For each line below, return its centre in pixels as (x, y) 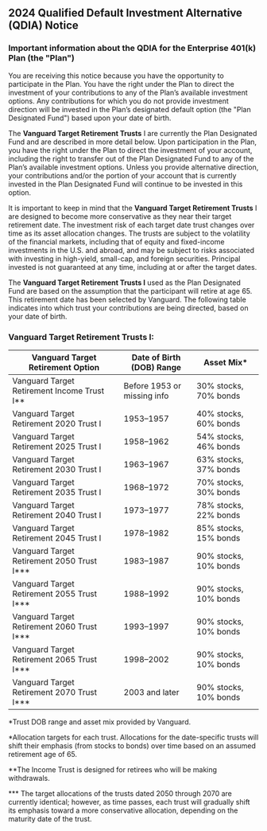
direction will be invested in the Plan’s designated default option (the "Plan (130, 109)
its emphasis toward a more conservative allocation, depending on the (123, 810)
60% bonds (218, 423)
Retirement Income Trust (58, 391)
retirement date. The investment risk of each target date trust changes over (132, 224)
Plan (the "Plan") (42, 58)
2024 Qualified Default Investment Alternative (125, 13)
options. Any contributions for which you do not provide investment (118, 101)
